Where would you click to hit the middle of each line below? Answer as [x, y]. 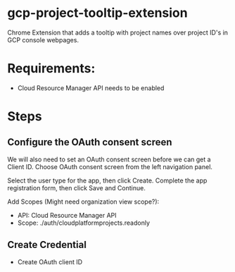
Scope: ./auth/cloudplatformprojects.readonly [83, 223]
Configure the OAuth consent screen [90, 142]
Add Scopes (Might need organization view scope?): [83, 202]
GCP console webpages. [43, 39]
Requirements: [51, 69]
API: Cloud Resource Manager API [67, 215]
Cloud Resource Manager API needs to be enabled [91, 88]
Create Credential [47, 245]
